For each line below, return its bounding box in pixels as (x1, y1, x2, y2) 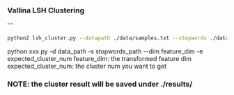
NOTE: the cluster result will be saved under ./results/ (7, 79, 193, 89)
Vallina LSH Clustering (7, 6, 85, 15)
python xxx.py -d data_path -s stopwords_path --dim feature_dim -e (7, 47, 203, 55)
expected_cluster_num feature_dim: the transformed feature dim (7, 55, 192, 63)
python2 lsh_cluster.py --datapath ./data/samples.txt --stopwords (7, 35, 208, 42)
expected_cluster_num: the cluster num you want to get (7, 62, 167, 71)
